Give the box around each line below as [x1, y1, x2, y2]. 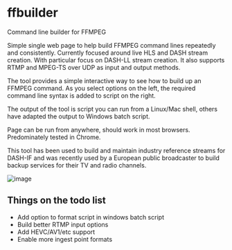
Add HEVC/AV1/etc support [17, 227, 96, 236]
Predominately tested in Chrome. [7, 133, 101, 141]
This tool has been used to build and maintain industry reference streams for [7, 146, 226, 154]
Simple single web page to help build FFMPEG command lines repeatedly [7, 41, 216, 49]
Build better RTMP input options [17, 220, 109, 229]
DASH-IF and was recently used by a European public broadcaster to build [7, 154, 220, 162]
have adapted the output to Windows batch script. [7, 112, 150, 120]
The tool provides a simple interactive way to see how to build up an [7, 76, 202, 84]
